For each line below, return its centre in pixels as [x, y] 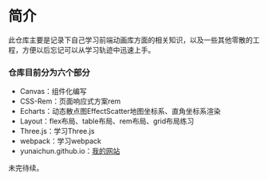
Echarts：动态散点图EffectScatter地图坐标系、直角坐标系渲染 [120, 112]
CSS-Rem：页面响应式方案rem [70, 101]
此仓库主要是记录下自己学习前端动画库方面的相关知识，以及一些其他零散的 [130, 40]
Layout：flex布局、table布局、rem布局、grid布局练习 [107, 121]
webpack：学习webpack [61, 141]
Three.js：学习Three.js [57, 131]
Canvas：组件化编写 [53, 92]
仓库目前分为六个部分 [49, 72]
